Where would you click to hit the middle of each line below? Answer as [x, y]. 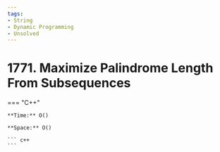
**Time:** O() [28, 116]
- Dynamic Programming [41, 27]
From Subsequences [69, 83]
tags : [15, 14]
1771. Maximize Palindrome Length [110, 68]
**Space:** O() [30, 128]
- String [20, 20]
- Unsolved [23, 33]
